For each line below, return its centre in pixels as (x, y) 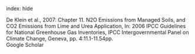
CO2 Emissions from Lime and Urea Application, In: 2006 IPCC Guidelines (96, 26)
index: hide (20, 9)
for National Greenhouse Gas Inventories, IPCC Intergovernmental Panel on (97, 32)
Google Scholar (25, 45)
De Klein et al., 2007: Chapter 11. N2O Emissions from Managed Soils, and (96, 20)
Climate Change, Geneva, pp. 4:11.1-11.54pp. (60, 38)
